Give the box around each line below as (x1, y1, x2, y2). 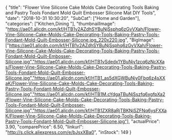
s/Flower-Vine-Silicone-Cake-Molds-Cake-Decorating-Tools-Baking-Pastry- (5, 64, 166, 70)
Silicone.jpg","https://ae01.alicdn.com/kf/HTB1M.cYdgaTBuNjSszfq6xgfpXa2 (5, 91, 165, 97)
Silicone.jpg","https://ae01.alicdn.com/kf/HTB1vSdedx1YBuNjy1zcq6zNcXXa (5, 59, 165, 64)
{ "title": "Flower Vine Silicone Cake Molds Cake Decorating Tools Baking (5, 5, 159, 10)
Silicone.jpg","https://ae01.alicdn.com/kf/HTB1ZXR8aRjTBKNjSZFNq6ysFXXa (5, 107, 167, 113)
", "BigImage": (125, 37, 155, 43)
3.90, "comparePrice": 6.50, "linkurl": (5, 124, 84, 130)
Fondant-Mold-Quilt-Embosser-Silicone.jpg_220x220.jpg (5, 37, 125, 43)
